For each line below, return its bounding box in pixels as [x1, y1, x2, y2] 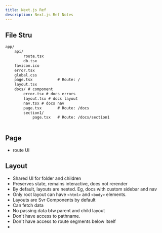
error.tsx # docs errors [23, 92, 76, 97]
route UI [12, 147, 30, 153]
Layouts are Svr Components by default [12, 197, 96, 203]
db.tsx [23, 58, 37, 63]
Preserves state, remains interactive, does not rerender [12, 180, 128, 186]
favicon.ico [14, 63, 39, 68]
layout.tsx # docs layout [23, 96, 78, 101]
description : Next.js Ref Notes [5, 12, 73, 17]
